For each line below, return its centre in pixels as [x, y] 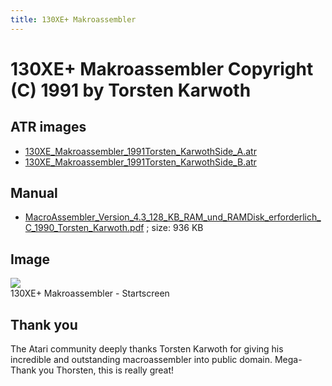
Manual [34, 193]
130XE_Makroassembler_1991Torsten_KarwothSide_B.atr [140, 162]
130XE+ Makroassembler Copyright [162, 68]
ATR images [48, 127]
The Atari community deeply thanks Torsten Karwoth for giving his [147, 349]
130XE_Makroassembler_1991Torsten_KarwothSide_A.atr [140, 151]
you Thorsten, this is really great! [106, 370]
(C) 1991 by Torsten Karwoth [131, 90]
